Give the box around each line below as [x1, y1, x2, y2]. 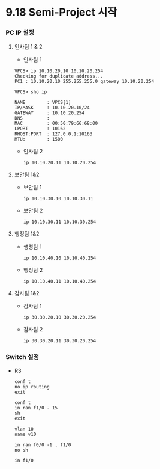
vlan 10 [14, 426, 34, 432]
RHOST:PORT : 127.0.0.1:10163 [14, 131, 93, 137]
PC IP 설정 [5, 28, 34, 37]
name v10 [14, 431, 37, 437]
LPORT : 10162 [14, 126, 66, 132]
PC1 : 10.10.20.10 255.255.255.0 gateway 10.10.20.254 [14, 79, 155, 85]
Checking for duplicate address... [14, 73, 104, 79]
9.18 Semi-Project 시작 [5, 5, 117, 19]
